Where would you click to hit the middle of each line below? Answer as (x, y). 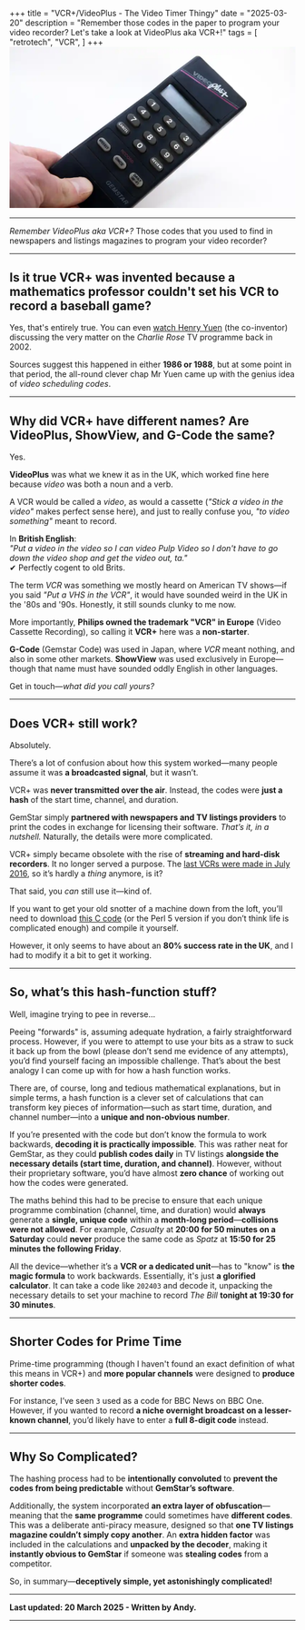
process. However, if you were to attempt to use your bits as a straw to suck (152, 1041)
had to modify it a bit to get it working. (81, 955)
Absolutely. (30, 745)
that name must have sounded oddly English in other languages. (158, 669)
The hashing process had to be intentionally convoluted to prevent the (144, 1478)
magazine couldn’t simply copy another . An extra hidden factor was (140, 1535)
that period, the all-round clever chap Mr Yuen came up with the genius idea (152, 374)
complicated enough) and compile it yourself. (94, 928)
